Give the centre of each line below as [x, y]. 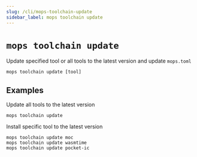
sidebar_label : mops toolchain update [54, 17]
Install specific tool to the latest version [54, 127]
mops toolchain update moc [40, 138]
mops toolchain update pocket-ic [48, 148]
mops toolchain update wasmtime [46, 143]
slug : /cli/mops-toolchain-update [49, 12]
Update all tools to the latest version [51, 104]
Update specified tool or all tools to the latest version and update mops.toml [99, 61]
